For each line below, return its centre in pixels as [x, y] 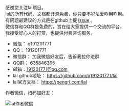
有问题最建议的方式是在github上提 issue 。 [50, 20]
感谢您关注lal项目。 [26, 7]
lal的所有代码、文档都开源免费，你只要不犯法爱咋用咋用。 [66, 14]
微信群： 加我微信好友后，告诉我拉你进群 [56, 57]
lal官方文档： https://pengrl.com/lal [50, 82]
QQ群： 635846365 [34, 63]
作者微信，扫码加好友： [30, 93]
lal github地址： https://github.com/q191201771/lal [65, 76]
